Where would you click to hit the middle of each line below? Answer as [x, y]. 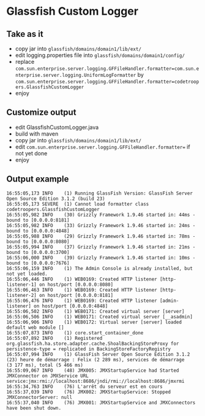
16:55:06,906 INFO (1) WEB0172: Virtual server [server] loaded [94, 322]
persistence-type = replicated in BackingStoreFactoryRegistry [89, 349]
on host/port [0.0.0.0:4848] [71, 306]
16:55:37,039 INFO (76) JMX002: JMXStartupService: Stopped [89, 392]
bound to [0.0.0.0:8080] [38, 241]
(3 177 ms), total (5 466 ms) [45, 365]
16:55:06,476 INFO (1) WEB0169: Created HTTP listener [82, 301]
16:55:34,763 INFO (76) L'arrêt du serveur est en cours [85, 387]
